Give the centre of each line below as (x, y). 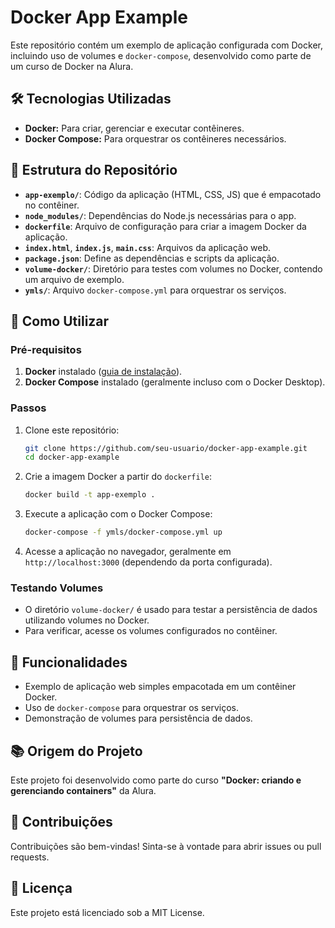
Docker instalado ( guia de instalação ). (103, 372)
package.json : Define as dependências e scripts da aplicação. (152, 258)
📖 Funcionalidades (69, 662)
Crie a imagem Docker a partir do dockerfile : (118, 477)
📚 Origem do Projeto (76, 751)
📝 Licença (41, 888)
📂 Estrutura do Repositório (94, 170)
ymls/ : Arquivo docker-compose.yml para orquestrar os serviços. (155, 290)
